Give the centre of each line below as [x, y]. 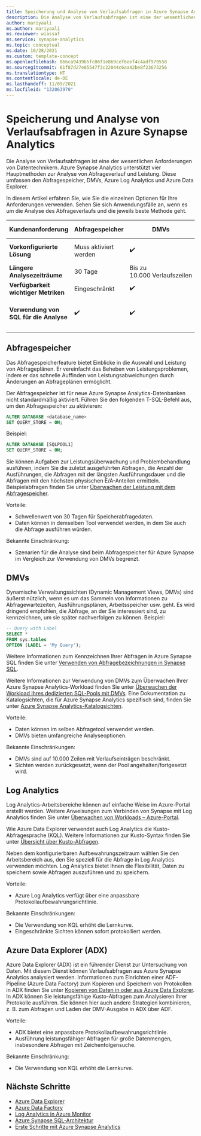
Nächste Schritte [38, 1087]
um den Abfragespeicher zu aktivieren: [54, 406]
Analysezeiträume [36, 275]
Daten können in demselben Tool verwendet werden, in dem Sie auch [100, 523]
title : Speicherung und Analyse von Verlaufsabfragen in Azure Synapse [97, 12]
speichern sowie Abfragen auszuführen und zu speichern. [78, 872]
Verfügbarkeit [30, 285]
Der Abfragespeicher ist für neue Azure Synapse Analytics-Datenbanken [96, 393]
